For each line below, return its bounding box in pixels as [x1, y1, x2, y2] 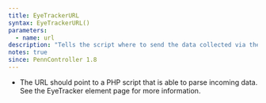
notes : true [8, 48, 47, 56]
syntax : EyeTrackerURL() [8, 19, 90, 27]
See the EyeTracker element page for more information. [19, 86, 201, 95]
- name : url [15, 33, 55, 42]
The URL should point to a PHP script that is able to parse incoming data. [19, 77, 258, 87]
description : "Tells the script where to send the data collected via [8, 41, 246, 49]
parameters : [8, 26, 47, 34]
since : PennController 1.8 [8, 56, 97, 64]
